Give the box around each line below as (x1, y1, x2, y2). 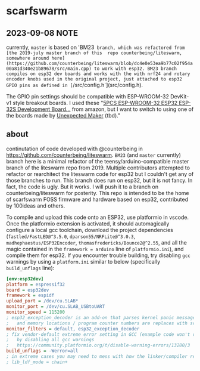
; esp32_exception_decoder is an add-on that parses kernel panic (6, 314, 174, 320)
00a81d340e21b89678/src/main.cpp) (6, 66, 92, 72)
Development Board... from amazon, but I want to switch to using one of (17, 106, 194, 113)
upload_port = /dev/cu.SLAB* (6, 298, 79, 304)
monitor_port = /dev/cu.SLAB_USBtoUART (6, 304, 105, 310)
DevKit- (170, 93, 189, 100)
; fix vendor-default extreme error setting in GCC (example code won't (6, 331, 190, 338)
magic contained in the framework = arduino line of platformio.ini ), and (6, 245, 184, 252)
